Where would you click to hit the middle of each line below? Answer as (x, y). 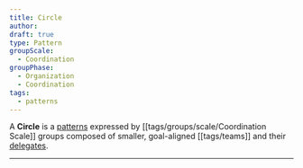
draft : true (32, 34)
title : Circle (36, 18)
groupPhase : (32, 68)
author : (24, 26)
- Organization (46, 76)
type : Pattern (36, 43)
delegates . (29, 146)
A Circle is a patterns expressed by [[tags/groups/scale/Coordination (138, 127)
